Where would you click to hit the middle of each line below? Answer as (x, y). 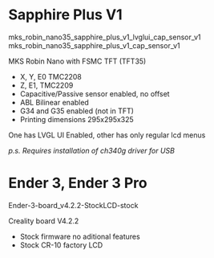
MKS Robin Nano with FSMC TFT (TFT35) (77, 61)
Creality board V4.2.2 (44, 221)
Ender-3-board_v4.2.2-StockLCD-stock (73, 205)
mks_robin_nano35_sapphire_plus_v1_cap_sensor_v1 (94, 45)
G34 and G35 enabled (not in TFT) (77, 111)
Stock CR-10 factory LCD (61, 245)
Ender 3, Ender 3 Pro (78, 183)
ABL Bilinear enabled (55, 102)
